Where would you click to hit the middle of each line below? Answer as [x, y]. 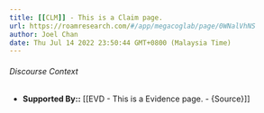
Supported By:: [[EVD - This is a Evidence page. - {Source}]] [136, 99]
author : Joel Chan [44, 34]
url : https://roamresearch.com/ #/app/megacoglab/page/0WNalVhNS [132, 26]
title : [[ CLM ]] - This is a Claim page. [86, 17]
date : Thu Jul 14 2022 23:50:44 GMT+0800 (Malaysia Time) [120, 43]
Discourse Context [44, 71]
